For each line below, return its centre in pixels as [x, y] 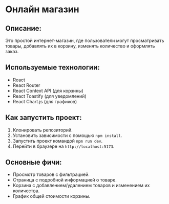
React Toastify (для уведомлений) [50, 96]
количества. [26, 191]
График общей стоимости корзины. [51, 196]
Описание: [24, 28]
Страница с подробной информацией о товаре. [65, 180]
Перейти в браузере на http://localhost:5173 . [64, 146]
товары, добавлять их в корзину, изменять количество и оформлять [80, 46]
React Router [26, 85]
